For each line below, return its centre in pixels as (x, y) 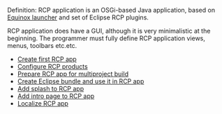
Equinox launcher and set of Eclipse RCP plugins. (78, 17)
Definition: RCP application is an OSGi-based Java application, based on (111, 10)
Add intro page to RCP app (56, 96)
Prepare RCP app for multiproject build (73, 74)
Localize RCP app (43, 103)
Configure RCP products (53, 66)
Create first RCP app (47, 59)
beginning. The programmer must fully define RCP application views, (106, 38)
